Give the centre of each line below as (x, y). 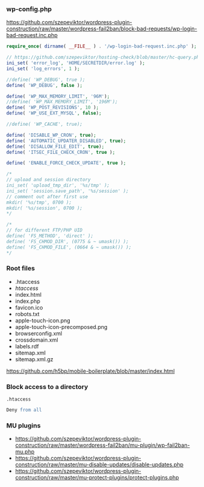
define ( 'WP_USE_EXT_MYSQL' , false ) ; (54, 113)
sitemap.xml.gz (34, 359)
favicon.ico (29, 307)
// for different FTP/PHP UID (45, 230)
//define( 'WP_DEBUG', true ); (46, 80)
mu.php (25, 452)
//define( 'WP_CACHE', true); (45, 124)
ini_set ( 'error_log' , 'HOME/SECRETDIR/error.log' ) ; (76, 63)
